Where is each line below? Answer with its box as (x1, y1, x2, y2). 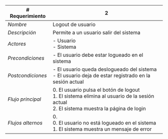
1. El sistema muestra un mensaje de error (52, 126, 152, 133)
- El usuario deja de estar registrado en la (52, 72, 150, 79)
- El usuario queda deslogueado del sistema (52, 66, 157, 73)
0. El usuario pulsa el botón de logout (52, 87, 140, 93)
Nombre (7, 21, 27, 28)
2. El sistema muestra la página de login (52, 105, 146, 112)
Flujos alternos (7, 120, 43, 126)
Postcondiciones (7, 72, 47, 79)
